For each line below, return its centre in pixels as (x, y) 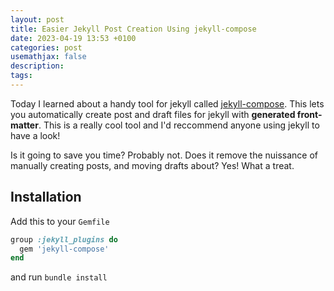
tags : (21, 76)
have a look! (35, 135)
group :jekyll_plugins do (64, 239)
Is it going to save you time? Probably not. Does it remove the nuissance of (164, 155)
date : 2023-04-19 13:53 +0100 (73, 38)
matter (24, 125)
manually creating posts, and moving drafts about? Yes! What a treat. (152, 165)
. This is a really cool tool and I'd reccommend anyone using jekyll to (179, 125)
